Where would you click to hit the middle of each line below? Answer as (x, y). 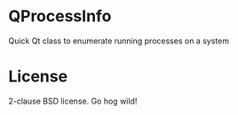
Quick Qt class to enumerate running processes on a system (119, 41)
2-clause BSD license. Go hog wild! (73, 101)
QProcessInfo (60, 16)
